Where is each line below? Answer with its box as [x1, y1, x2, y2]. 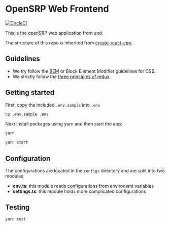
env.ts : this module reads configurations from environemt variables [12, 183, 154, 189]
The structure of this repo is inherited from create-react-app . [5, 39, 133, 46]
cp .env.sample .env [5, 112, 49, 117]
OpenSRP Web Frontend [5, 3, 109, 15]
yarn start [5, 140, 28, 145]
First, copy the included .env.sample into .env [5, 102, 100, 108]
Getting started [5, 88, 55, 97]
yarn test [5, 216, 26, 222]
